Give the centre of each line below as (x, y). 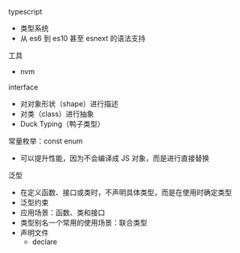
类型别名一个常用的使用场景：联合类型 (83, 222)
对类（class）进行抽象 (57, 114)
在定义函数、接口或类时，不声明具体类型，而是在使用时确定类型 (126, 192)
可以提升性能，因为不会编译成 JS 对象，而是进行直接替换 (114, 158)
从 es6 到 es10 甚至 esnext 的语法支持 (83, 38)
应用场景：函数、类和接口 (62, 212)
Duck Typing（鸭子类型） (62, 124)
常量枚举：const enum (46, 141)
